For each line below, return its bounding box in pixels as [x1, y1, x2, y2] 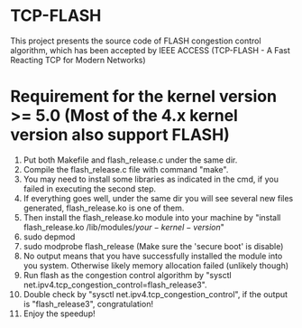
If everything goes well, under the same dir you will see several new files [23, 192, 294, 203]
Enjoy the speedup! [23, 308, 96, 319]
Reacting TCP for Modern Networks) [10, 54, 147, 65]
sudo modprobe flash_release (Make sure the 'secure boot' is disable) [23, 240, 284, 251]
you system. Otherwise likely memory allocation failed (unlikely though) [23, 259, 289, 271]
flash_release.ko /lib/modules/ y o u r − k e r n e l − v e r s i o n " [23, 221, 224, 232]
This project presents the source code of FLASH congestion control [10, 35, 261, 46]
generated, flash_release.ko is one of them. [23, 202, 185, 213]
